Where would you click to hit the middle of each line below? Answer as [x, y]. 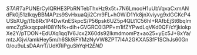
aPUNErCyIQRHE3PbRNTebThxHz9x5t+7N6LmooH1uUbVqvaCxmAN [106, 8]
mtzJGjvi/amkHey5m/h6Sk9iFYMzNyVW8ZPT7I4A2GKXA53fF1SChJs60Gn [97, 39]
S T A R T [14, 8]
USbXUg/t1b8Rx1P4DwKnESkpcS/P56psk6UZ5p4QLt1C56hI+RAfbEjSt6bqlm [99, 21]
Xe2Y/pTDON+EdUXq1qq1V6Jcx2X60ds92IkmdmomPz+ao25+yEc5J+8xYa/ [98, 33]
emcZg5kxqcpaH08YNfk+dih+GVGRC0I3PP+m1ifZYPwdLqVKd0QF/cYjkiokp [98, 27]
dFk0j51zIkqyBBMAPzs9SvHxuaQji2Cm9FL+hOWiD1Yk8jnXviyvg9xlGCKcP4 [98, 15]
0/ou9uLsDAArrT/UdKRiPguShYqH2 [49, 46]
